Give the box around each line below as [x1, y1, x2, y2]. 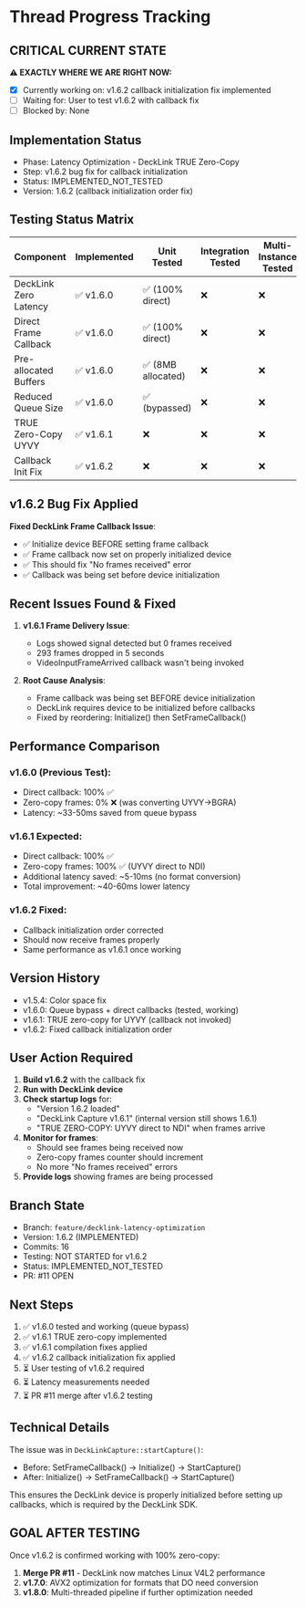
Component [14, 250, 66, 263]
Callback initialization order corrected [22, 924, 164, 935]
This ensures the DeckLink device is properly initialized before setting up [9, 1489, 283, 1500]
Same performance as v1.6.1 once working [22, 944, 182, 955]
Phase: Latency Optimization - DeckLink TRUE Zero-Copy [22, 157, 240, 167]
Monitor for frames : [22, 1132, 98, 1143]
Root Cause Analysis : [22, 675, 107, 686]
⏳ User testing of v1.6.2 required [22, 1362, 145, 1373]
